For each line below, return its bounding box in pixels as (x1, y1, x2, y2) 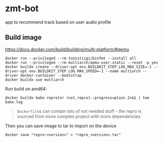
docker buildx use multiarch (5, 77, 64, 82)
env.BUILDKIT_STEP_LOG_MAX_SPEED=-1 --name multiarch (29, 69, 141, 73)
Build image (5, 33, 42, 42)
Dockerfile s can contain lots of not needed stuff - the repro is (17, 108, 142, 114)
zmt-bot (5, 3, 39, 14)
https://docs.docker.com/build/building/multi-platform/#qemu (5, 46, 129, 52)
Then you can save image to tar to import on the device (5, 123, 117, 129)
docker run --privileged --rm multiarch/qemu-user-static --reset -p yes (5, 60, 159, 65)
